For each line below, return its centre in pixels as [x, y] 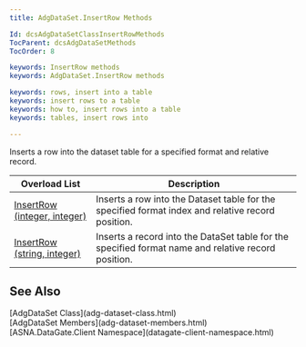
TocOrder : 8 [32, 51]
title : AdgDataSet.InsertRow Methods [81, 18]
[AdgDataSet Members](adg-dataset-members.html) [108, 322]
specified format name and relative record [185, 248]
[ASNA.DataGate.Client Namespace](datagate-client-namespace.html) [142, 332]
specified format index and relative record [185, 210]
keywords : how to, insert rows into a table [95, 109]
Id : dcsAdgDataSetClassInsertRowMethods [87, 34]
